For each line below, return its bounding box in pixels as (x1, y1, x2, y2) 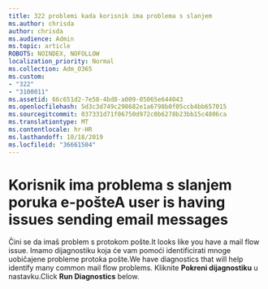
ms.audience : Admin (8, 34, 75, 43)
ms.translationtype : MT (8, 118, 89, 126)
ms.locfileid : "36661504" (8, 140, 96, 149)
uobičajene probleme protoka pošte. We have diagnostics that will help (8, 254, 244, 265)
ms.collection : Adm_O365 (8, 65, 93, 73)
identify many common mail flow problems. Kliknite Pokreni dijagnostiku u (8, 263, 258, 273)
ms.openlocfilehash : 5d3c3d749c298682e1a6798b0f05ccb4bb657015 (8, 103, 227, 111)
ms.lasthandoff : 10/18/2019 (8, 133, 104, 141)
